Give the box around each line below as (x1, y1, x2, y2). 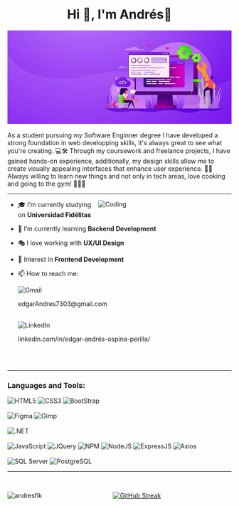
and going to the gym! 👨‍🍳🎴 (7, 179, 86, 188)
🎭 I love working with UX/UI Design (17, 238, 124, 247)
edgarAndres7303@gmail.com (17, 299, 108, 308)
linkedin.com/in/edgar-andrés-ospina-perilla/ (17, 334, 151, 343)
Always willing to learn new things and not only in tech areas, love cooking (7, 172, 225, 180)
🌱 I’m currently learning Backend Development (17, 224, 156, 233)
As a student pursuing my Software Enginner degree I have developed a (7, 131, 218, 139)
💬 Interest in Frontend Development (17, 255, 124, 263)
